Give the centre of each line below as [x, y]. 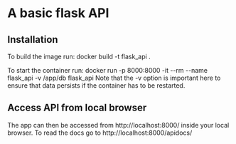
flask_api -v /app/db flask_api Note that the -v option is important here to [114, 78]
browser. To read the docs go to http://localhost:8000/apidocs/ [100, 133]
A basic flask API [58, 13]
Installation [33, 40]
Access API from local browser [77, 108]
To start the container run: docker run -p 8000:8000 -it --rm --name [108, 70]
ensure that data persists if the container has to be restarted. [96, 86]
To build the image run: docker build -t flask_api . [79, 56]
